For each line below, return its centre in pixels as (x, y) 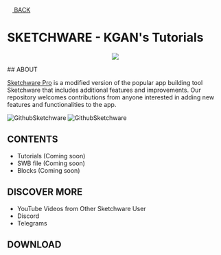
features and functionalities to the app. (62, 104)
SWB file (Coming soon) (51, 163)
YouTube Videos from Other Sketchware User (81, 208)
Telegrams (32, 223)
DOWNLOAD (34, 244)
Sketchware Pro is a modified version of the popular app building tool (105, 82)
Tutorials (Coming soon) (51, 156)
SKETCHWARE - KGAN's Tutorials (105, 38)
